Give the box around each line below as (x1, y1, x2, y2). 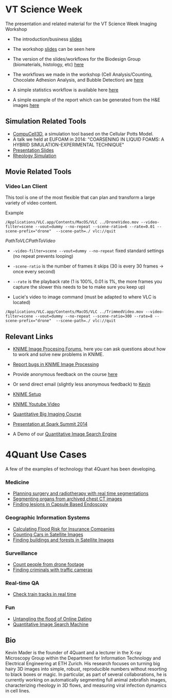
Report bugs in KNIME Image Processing (12, 361, 99, 368)
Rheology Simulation (12, 153, 56, 159)
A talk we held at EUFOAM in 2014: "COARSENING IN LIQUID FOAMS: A (12, 136, 164, 142)
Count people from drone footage (12, 561, 84, 568)
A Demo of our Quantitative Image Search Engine (12, 431, 117, 437)
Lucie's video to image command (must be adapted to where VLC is (12, 294, 157, 300)
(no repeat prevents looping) (12, 253, 73, 259)
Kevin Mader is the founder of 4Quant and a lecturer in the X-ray (5, 650, 142, 656)
